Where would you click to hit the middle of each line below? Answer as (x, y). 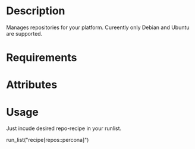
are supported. (24, 33)
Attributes (32, 85)
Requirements (42, 58)
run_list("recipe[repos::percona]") (48, 140)
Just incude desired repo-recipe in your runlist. (64, 128)
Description (36, 11)
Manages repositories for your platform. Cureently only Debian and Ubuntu (98, 27)
